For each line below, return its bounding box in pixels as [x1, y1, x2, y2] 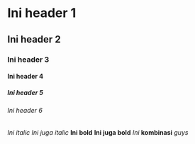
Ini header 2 [7, 33, 62, 45]
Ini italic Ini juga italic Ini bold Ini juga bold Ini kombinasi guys [7, 128, 189, 136]
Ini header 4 [7, 72, 44, 81]
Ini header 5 [7, 88, 44, 96]
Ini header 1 [7, 5, 77, 21]
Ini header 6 [7, 106, 43, 115]
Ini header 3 [7, 55, 50, 65]
